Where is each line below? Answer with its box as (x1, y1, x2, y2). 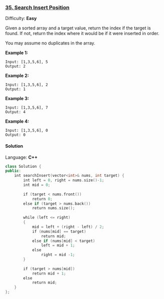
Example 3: (5, 96, 29, 102)
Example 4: (5, 118, 29, 124)
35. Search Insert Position (5, 4, 70, 11)
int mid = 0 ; (23, 182, 51, 187)
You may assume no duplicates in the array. (5, 40, 95, 46)
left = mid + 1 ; (41, 243, 75, 248)
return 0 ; (32, 196, 53, 201)
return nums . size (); (32, 206, 75, 211)
